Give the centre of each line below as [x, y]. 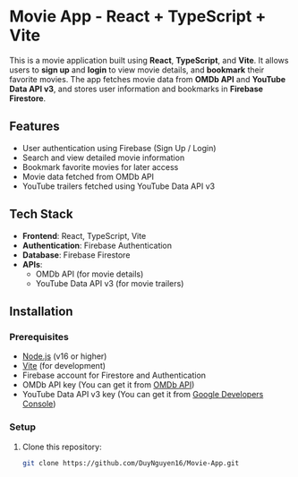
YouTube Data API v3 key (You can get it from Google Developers [143, 395]
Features [34, 127]
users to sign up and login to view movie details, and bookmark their [137, 70]
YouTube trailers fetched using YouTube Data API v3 [119, 186]
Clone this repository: [62, 447]
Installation [41, 311]
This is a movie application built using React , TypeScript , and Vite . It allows [149, 60]
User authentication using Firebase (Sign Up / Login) [119, 148]
